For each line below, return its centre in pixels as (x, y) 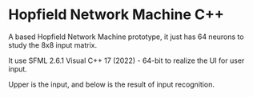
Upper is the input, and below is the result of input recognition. (111, 84)
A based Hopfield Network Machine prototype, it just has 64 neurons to (126, 37)
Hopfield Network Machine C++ (116, 15)
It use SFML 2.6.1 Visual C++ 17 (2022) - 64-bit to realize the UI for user (127, 60)
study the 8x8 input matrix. (53, 45)
